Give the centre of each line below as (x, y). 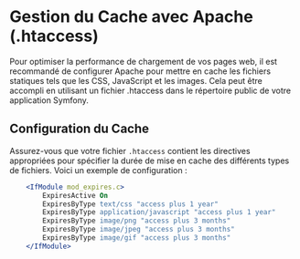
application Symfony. (49, 100)
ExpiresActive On (75, 195)
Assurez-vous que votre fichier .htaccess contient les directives (130, 150)
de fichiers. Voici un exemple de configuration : (98, 170)
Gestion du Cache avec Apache (131, 17)
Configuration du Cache (79, 129)
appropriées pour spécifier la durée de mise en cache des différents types (150, 161)
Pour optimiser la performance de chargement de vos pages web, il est (143, 61)
